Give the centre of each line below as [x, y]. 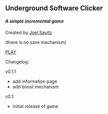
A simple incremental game [35, 21]
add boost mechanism [35, 87]
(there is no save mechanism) [36, 42]
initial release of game [35, 106]
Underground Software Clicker [54, 8]
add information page [35, 81]
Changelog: [17, 62]
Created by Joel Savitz [29, 32]
